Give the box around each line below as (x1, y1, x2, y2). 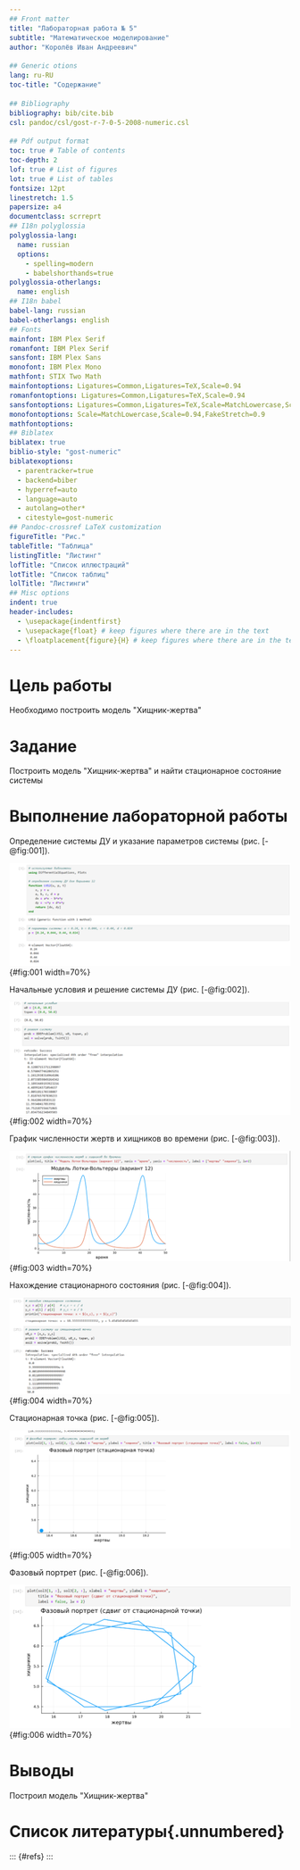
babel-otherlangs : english (9, 315, 110, 325)
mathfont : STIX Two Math (9, 372, 102, 381)
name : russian (17, 240, 70, 249)
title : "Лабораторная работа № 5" (9, 23, 138, 33)
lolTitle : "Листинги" (9, 579, 90, 588)
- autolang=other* (17, 504, 87, 513)
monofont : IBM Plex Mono (9, 362, 102, 372)
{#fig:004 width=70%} (9, 1395, 93, 1406)
